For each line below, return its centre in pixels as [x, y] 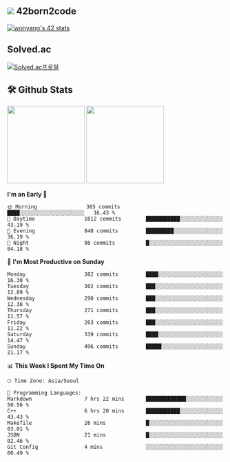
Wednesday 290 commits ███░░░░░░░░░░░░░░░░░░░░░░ [115, 298]
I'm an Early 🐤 [27, 195]
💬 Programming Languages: [44, 393]
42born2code [46, 11]
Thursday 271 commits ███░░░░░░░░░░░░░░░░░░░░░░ [115, 311]
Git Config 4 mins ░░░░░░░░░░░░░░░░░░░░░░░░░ [115, 447]
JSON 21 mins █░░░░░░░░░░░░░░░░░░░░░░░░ [115, 435]
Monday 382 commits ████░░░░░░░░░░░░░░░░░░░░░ [115, 274]
